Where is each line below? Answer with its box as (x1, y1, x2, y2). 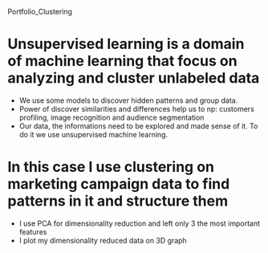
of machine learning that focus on (7, 52, 238, 71)
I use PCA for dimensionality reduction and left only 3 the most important (18, 218, 261, 228)
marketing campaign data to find (7, 175, 230, 194)
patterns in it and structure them (7, 192, 229, 210)
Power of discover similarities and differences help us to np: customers (18, 104, 254, 113)
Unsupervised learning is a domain (7, 35, 245, 53)
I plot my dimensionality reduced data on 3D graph (18, 235, 188, 245)
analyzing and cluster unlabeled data (7, 69, 260, 88)
